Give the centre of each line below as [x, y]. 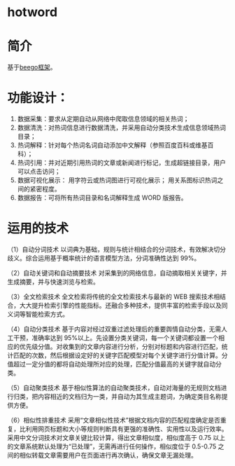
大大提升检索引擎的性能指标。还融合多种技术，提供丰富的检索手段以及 [120, 305]
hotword [33, 12]
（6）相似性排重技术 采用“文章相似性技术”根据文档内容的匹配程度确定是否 [114, 420]
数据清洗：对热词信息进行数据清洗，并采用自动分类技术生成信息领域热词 [121, 128]
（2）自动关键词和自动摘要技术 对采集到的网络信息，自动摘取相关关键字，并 [117, 273]
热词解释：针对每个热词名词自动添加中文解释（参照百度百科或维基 [112, 145]
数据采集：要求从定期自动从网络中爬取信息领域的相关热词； [103, 119]
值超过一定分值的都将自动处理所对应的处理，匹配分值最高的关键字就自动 [111, 364]
